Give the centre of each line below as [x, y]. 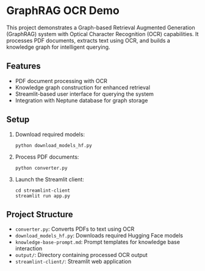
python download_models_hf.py [54, 145]
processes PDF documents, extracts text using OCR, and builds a [88, 40]
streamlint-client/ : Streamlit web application [73, 262]
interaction [29, 248]
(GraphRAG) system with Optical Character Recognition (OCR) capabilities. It [103, 34]
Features [23, 66]
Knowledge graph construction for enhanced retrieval [83, 87]
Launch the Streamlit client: [49, 179]
